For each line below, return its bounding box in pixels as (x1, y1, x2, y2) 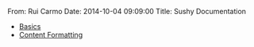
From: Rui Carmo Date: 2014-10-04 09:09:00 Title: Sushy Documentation (7, 7, 247, 16)
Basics (18, 22, 41, 31)
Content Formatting (18, 31, 83, 39)
